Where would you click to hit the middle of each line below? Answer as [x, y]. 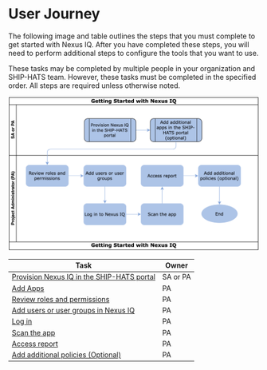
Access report [35, 344]
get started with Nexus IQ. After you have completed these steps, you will [129, 44]
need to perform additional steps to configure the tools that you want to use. [133, 53]
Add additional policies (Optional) [67, 355]
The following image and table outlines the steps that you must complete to [132, 36]
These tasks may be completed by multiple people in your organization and [132, 68]
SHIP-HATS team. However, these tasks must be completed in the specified [132, 77]
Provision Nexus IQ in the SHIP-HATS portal [83, 277]
